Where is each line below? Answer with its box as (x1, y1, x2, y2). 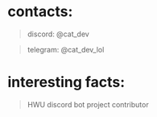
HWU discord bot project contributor (27, 99, 150, 109)
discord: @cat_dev (27, 29, 89, 39)
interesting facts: (7, 73, 126, 91)
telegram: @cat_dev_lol (27, 44, 105, 54)
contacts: (7, 2, 73, 21)
